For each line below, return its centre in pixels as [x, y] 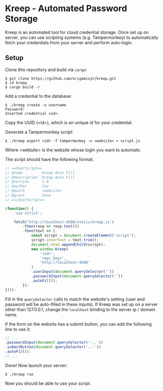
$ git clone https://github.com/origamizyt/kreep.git [61, 78]
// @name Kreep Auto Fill [40, 173]
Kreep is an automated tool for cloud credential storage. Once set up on [77, 32]
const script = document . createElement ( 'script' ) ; [83, 236]
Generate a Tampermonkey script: [39, 132]
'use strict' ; [28, 213]
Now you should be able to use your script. [48, 383]
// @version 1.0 [27, 182]
